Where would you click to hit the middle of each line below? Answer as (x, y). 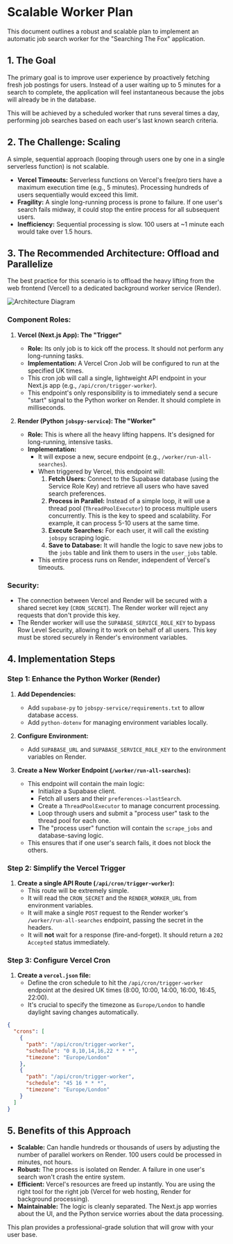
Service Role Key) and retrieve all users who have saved (129, 486)
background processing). (53, 1199)
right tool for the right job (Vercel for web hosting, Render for (104, 1192)
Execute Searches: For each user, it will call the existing (129, 530)
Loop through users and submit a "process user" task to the (123, 813)
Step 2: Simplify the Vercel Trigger (67, 868)
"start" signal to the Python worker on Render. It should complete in (124, 400)
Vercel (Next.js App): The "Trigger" (70, 335)
